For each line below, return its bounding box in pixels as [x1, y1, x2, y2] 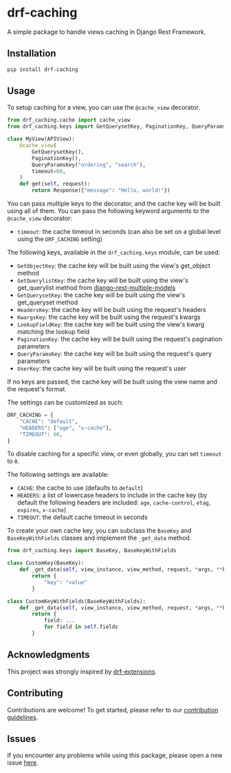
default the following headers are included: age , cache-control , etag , [16, 498, 211, 507]
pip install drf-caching [7, 66, 78, 73]
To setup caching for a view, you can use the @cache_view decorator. [7, 104, 201, 112]
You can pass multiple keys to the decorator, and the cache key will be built [7, 199, 221, 208]
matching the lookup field [16, 328, 90, 336]
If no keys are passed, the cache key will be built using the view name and [7, 378, 218, 386]
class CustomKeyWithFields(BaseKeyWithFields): [7, 598, 146, 605]
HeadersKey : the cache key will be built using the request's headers [16, 306, 206, 314]
